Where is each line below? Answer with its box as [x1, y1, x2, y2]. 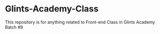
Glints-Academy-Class [5, 3, 99, 14]
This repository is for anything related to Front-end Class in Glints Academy [5, 19, 156, 25]
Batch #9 [5, 24, 23, 30]
